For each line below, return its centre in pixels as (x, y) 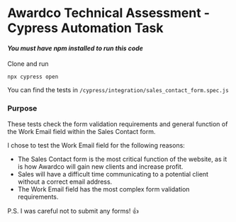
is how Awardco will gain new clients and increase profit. (100, 166)
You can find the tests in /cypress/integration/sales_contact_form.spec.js (118, 90)
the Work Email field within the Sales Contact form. (82, 131)
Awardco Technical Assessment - (109, 13)
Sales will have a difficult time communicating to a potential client (113, 174)
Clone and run (28, 64)
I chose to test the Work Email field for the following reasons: (96, 145)
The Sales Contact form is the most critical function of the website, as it (122, 159)
